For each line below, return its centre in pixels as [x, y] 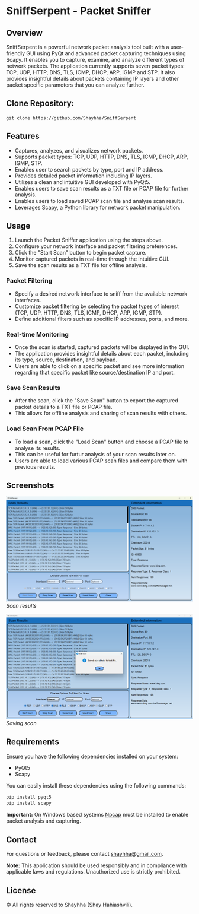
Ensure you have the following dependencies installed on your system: [92, 756]
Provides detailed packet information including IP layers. [83, 176]
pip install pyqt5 [29, 797]
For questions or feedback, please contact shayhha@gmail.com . [85, 854]
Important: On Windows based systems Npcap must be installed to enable [97, 815]
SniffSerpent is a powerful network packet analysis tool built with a [88, 47]
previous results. [35, 466]
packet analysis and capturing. [44, 821]
